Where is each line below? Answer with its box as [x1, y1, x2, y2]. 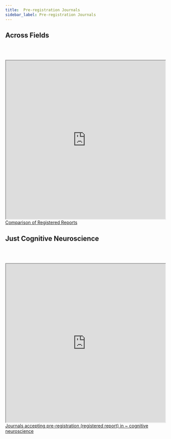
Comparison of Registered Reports [5, 219, 77, 226]
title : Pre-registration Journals [5, 7, 80, 13]
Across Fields [5, 31, 50, 40]
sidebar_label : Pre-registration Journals [5, 12, 96, 17]
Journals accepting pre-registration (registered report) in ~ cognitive [5, 423, 148, 429]
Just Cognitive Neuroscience [5, 234, 100, 243]
